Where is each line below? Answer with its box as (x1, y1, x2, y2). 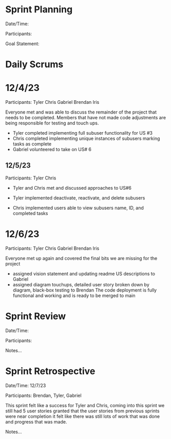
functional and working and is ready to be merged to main (12, 292, 136, 299)
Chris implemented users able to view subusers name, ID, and (12, 205, 144, 211)
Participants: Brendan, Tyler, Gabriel (5, 392, 82, 398)
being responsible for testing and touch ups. (5, 120, 99, 126)
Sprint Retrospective (5, 365, 96, 377)
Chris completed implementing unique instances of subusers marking (12, 135, 160, 142)
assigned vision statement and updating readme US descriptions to (12, 270, 156, 277)
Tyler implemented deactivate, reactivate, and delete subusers (12, 194, 145, 201)
